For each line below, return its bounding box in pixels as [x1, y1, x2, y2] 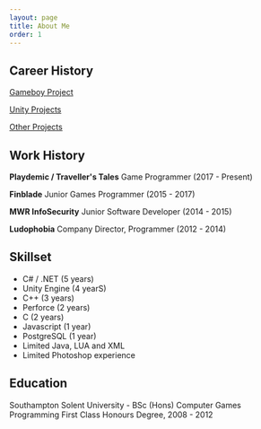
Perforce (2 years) [22, 302, 91, 312]
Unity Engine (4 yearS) [22, 283, 107, 293]
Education [9, 376, 68, 391]
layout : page [9, 13, 58, 22]
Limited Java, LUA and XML [22, 340, 126, 351]
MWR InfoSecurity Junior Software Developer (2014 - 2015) [9, 206, 232, 216]
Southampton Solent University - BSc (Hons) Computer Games [9, 399, 242, 410]
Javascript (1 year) [22, 320, 91, 332]
